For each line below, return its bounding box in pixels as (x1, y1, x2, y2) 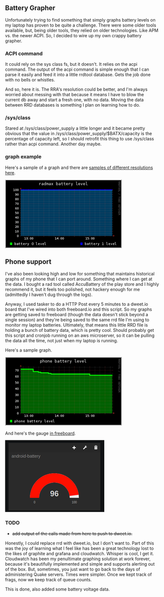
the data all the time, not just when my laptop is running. (5, 337, 118, 343)
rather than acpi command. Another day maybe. (5, 141, 102, 147)
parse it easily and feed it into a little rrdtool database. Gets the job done (5, 72, 151, 78)
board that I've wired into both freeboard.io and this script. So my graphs (5, 306, 152, 312)
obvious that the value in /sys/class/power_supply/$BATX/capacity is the (5, 131, 152, 136)
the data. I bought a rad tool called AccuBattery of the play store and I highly (5, 281, 159, 287)
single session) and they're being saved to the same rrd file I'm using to (5, 317, 149, 323)
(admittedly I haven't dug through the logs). (5, 292, 93, 298)
